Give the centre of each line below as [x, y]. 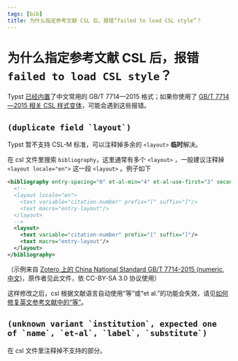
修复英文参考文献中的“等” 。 [47, 302]
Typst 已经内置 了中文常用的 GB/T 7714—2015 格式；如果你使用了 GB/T [110, 97]
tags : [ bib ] [25, 14]
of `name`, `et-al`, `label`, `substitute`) [107, 333]
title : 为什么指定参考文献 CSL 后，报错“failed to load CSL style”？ [104, 21]
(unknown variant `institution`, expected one [112, 324]
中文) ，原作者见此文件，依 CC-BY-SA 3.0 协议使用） [84, 278]
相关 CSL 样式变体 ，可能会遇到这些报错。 [90, 106]
